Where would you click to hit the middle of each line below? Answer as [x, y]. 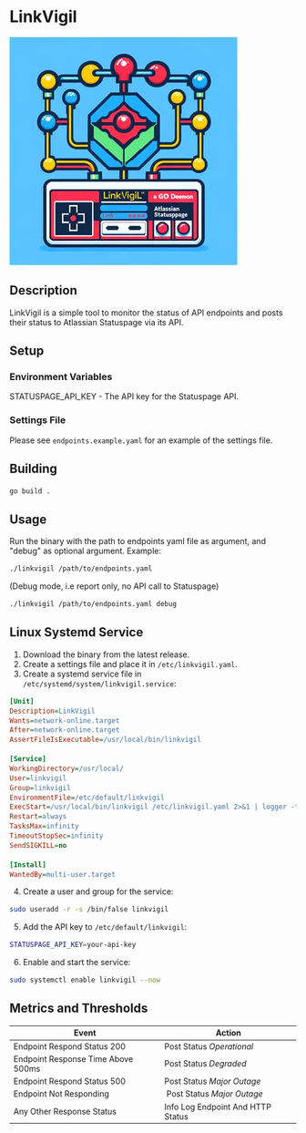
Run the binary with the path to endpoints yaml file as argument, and [138, 541]
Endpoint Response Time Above [73, 1058]
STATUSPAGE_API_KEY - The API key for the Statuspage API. [124, 397]
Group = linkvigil [40, 788]
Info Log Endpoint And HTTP [218, 1107]
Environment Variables [61, 377]
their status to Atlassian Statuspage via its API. [97, 322]
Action [228, 1033]
